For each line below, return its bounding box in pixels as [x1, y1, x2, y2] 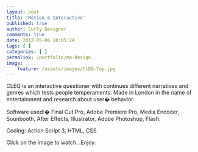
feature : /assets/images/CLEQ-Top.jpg [17, 65, 116, 72]
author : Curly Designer [6, 26, 67, 32]
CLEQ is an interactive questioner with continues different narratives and [6, 82, 189, 90]
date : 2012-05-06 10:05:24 [6, 37, 75, 43]
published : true [6, 20, 48, 26]
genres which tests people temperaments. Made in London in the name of [6, 89, 192, 96]
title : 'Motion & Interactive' [6, 15, 86, 21]
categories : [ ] [6, 49, 48, 55]
